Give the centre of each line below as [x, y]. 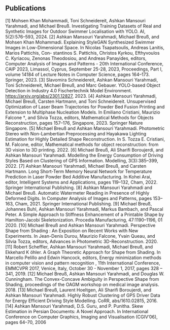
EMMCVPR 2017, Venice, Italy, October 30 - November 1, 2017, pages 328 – [84, 268]
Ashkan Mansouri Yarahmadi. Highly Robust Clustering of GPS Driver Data [83, 295]
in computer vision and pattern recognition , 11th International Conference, [83, 263]
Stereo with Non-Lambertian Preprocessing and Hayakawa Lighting [76, 133]
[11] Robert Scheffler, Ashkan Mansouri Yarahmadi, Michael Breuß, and [79, 247]
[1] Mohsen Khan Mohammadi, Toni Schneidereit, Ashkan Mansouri [75, 20]
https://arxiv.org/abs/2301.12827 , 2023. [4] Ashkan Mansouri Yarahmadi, [81, 96]
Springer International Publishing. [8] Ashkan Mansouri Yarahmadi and [79, 188]
